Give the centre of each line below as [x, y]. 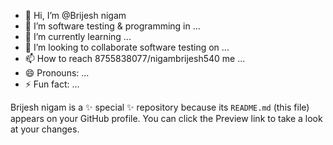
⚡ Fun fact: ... [52, 84]
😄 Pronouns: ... [57, 73]
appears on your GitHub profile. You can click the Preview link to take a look [166, 118]
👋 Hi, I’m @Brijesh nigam [75, 15]
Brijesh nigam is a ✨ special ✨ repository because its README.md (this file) [160, 107]
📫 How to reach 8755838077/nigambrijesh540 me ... [135, 58]
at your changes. [45, 129]
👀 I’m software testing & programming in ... [112, 26]
